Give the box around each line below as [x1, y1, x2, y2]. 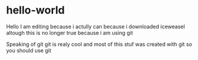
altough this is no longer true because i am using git [6, 29, 133, 36]
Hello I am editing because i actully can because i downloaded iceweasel [6, 23, 186, 30]
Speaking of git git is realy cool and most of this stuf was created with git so [6, 41, 192, 48]
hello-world [6, 4, 65, 17]
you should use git [6, 46, 52, 54]
